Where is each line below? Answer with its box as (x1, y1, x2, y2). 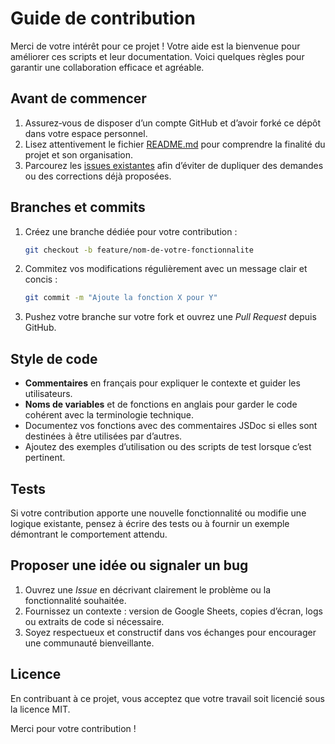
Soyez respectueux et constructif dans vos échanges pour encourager (24, 626, 317, 638)
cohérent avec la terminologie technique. (24, 409, 195, 421)
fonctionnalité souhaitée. (24, 594, 127, 606)
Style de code (10, 350, 98, 367)
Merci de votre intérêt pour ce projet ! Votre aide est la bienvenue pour (10, 40, 301, 52)
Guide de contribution (10, 7, 196, 30)
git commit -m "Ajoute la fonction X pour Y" (24, 293, 218, 303)
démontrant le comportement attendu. (10, 528, 168, 540)
